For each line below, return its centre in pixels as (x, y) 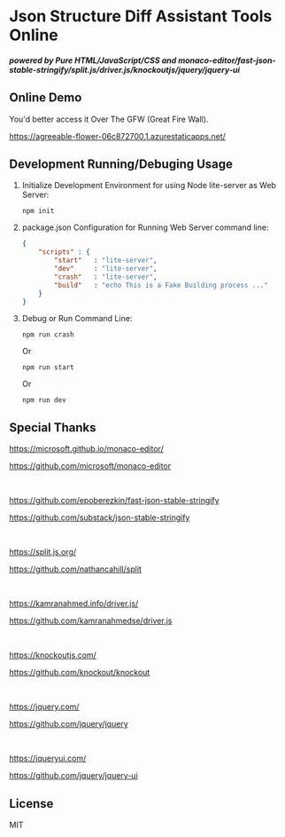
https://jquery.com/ (44, 707)
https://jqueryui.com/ (48, 758)
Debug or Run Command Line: (77, 319)
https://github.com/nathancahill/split (75, 569)
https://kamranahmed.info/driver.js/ (74, 604)
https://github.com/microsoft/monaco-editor (90, 466)
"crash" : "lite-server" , (106, 277)
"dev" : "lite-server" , (106, 269)
